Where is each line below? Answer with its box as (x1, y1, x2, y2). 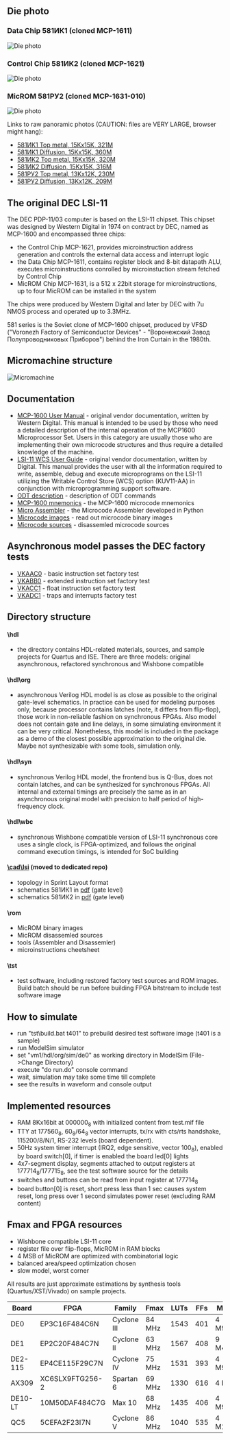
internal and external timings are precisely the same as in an (16, 788, 187, 796)
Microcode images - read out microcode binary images (16, 513, 173, 522)
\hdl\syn (7, 757, 32, 766)
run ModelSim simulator (16, 1044, 84, 1052)
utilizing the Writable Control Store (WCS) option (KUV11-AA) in (16, 476, 195, 485)
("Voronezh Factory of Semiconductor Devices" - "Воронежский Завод (7, 328, 210, 337)
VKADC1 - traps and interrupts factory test (16, 591, 137, 599)
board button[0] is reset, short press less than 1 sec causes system (16, 1184, 207, 1193)
